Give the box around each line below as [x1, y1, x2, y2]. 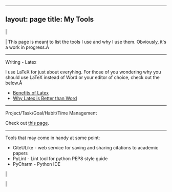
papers [12, 150, 28, 156]
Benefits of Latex [12, 89, 49, 95]
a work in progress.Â [5, 44, 50, 50]
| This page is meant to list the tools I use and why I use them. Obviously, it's [5, 39, 166, 45]
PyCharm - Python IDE [12, 161, 60, 167]
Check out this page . [5, 120, 50, 126]
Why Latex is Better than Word [12, 95, 77, 101]
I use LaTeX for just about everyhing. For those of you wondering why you [5, 69, 161, 75]
